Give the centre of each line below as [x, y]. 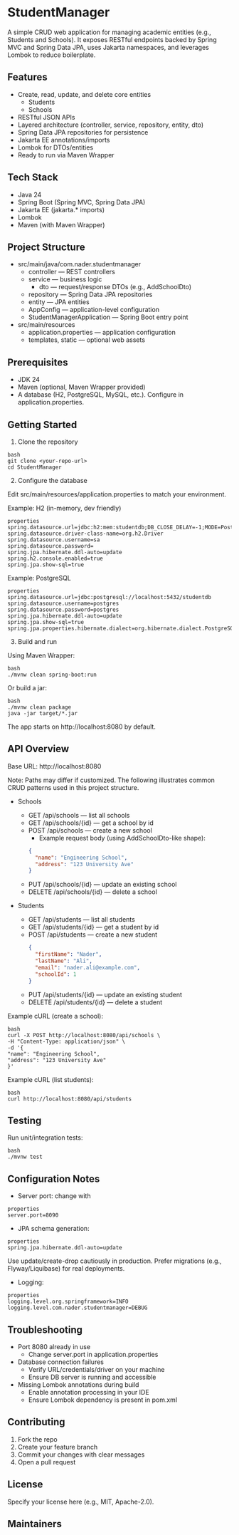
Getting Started [42, 425]
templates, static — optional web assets [87, 340]
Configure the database [52, 480]
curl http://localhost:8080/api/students [70, 1099]
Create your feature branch [58, 1447]
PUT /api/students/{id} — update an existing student [105, 994]
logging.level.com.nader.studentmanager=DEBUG [78, 1308]
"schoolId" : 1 [55, 974]
